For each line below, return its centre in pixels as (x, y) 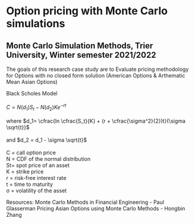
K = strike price (25, 172)
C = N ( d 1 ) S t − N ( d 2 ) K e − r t (36, 107)
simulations (36, 24)
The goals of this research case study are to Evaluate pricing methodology (97, 69)
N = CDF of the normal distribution (48, 159)
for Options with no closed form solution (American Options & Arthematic (96, 75)
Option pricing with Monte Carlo (87, 11)
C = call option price (31, 153)
